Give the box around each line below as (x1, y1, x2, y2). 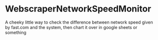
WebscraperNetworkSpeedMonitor (5, 3, 151, 14)
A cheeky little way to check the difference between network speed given (5, 19, 153, 25)
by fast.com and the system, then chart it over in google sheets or (5, 24, 138, 30)
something (5, 29, 27, 35)
